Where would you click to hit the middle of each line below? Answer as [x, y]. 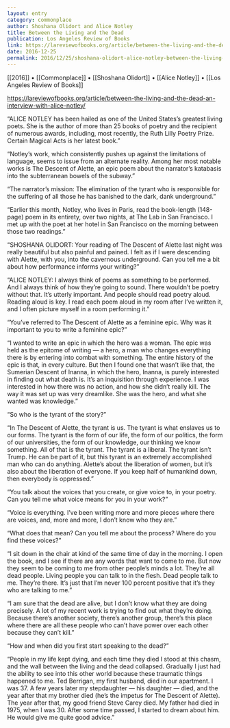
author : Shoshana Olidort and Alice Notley [70, 26]
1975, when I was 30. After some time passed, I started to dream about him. [114, 709]
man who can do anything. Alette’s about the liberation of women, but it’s [110, 464]
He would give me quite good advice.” [61, 717]
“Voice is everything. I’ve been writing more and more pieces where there [111, 512]
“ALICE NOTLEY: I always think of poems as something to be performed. [109, 280]
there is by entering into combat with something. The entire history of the [110, 357]
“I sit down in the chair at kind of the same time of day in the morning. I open [115, 553]
